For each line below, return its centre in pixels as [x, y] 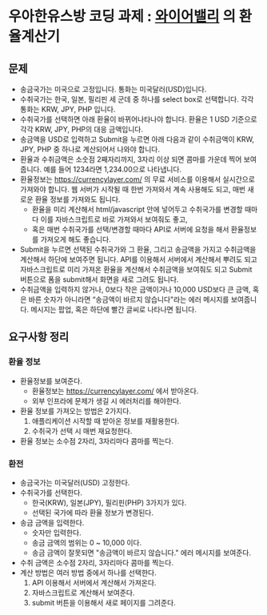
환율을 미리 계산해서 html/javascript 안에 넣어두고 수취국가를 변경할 [137, 209]
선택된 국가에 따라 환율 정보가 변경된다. [93, 512]
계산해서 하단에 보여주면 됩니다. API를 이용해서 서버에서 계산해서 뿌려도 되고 [138, 259]
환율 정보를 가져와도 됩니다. [78, 199]
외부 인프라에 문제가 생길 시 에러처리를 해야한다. [106, 400]
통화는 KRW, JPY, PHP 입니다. [68, 109]
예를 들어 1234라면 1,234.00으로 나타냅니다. [113, 169]
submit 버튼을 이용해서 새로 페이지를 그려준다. [104, 602]
